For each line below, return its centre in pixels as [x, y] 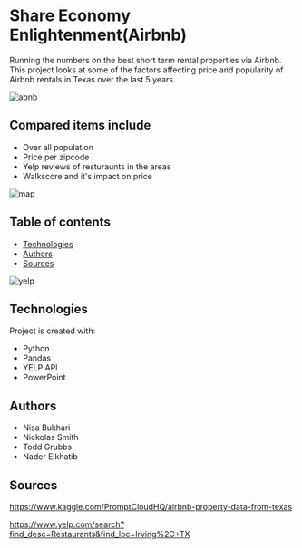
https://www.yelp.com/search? [67, 524]
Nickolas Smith [50, 437]
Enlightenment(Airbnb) [98, 35]
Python [36, 349]
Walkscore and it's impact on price [87, 176]
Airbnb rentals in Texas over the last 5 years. [93, 79]
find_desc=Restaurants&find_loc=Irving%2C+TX [100, 534]
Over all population [58, 147]
